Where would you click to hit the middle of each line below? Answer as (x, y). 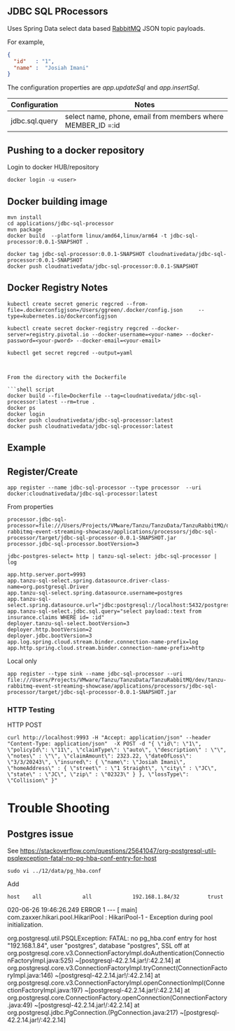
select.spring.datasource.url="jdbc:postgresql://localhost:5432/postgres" (120, 605)
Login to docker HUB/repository (53, 167)
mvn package (24, 229)
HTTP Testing (31, 709)
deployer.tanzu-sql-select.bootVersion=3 (69, 623)
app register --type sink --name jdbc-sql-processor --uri (95, 674)
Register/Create (43, 471)
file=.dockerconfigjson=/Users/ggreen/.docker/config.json (95, 310)
